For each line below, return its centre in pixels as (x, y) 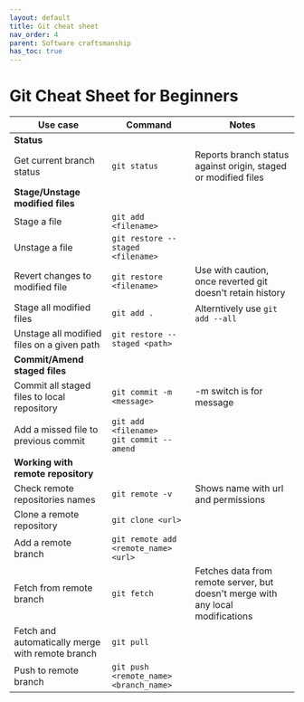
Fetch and (35, 631)
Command (149, 125)
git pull (130, 642)
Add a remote (43, 543)
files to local (40, 397)
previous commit (50, 441)
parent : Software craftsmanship (70, 43)
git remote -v (142, 494)
